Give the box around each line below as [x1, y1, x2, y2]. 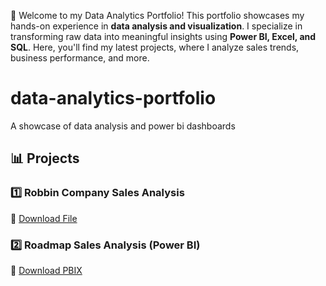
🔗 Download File [10, 212, 78, 224]
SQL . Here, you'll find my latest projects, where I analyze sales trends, [10, 41, 300, 53]
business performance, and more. [10, 52, 150, 64]
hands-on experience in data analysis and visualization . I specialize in [10, 20, 303, 32]
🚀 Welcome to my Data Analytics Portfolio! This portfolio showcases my [10, 10, 305, 21]
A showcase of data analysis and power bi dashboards [10, 120, 236, 132]
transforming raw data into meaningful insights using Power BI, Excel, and [10, 31, 317, 42]
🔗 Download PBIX [10, 264, 83, 276]
